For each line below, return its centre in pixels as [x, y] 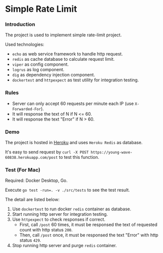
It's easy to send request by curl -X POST [47, 152]
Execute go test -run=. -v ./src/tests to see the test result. [68, 190]
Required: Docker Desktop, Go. [36, 180]
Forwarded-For [26, 109]
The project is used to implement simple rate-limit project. [63, 35]
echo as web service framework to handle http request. [68, 54]
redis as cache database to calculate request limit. [63, 59]
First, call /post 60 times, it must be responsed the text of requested [88, 225]
